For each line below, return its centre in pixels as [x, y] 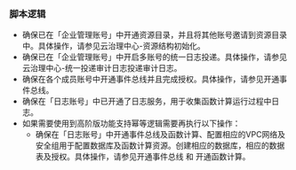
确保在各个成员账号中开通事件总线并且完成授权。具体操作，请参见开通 [151, 79]
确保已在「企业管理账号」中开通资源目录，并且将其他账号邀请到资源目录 [154, 35]
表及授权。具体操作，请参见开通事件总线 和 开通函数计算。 [143, 157]
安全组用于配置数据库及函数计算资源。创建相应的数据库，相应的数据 [160, 146]
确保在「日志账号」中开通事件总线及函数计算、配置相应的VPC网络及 [160, 135]
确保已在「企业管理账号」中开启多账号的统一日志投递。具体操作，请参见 [154, 57]
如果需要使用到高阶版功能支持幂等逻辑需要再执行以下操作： [131, 124]
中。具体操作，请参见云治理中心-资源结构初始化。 [114, 46]
